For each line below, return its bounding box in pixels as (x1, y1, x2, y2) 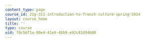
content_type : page (5, 7, 46, 12)
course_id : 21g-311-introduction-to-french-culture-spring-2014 (5, 12, 141, 17)
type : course (5, 26, 32, 31)
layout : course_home (5, 16, 48, 21)
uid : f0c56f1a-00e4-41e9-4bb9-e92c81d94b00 (5, 30, 97, 35)
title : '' (5, 21, 26, 26)
